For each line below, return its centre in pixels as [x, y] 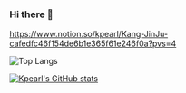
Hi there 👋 [32, 14]
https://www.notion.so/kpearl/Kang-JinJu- [89, 34]
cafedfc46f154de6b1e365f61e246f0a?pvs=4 [93, 43]
